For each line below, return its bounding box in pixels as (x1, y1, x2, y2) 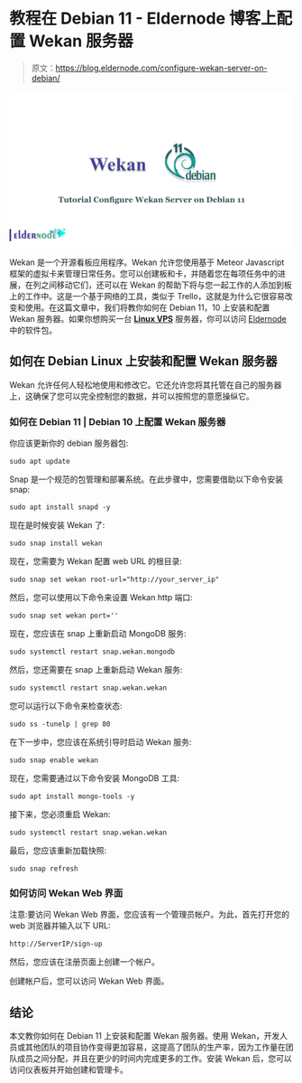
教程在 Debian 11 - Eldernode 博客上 (9, 8, 277, 29)
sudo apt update (9, 457, 70, 466)
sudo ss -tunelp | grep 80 (9, 720, 111, 729)
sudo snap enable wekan (9, 756, 99, 765)
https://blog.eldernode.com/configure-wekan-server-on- (55, 62, 268, 73)
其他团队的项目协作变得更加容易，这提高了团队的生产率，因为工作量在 (24, 1041, 286, 1053)
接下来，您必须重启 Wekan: (9, 809, 111, 820)
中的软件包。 (9, 325, 57, 335)
